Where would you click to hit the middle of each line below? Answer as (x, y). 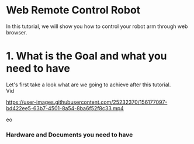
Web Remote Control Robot (73, 10)
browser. (17, 32)
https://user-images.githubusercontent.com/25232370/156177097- (87, 102)
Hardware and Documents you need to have (70, 135)
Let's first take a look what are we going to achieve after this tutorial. (89, 85)
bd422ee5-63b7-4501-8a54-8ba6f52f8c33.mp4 (65, 108)
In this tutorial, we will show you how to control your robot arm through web (97, 26)
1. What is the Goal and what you (87, 56)
